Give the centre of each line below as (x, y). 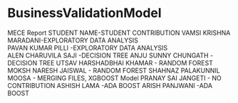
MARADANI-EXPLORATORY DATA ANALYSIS (73, 40)
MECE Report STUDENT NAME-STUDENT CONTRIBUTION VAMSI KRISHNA (119, 33)
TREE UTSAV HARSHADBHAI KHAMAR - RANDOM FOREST (126, 63)
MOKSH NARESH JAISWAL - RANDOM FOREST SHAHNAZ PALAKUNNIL (114, 70)
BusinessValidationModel (84, 13)
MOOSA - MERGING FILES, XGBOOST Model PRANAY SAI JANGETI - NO (115, 78)
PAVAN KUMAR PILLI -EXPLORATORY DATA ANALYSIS (88, 48)
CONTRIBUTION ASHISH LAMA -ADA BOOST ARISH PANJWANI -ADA (110, 85)
